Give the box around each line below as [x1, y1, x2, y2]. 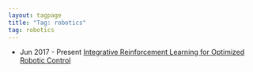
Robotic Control [19, 56, 71, 65]
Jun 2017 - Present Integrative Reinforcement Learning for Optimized [19, 48, 245, 57]
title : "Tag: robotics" [8, 19, 87, 27]
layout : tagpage [8, 11, 62, 20]
